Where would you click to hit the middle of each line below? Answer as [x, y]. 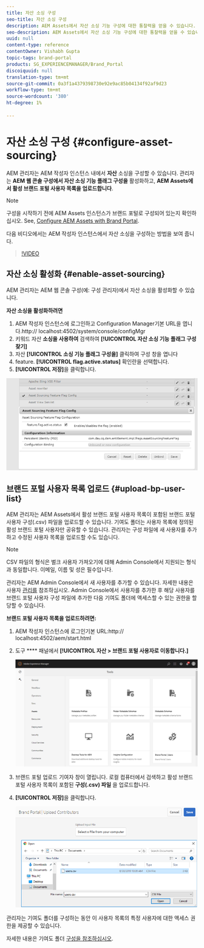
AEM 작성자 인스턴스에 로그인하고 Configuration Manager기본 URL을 [98, 324]
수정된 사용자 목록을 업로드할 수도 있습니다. [69, 537]
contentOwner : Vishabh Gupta [43, 52]
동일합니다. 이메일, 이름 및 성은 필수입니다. [63, 569]
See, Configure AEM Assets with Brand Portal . [82, 221]
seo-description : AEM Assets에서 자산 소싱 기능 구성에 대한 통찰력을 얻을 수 [96, 32]
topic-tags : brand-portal [39, 58]
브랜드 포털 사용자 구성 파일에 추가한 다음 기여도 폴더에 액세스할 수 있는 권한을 [99, 598]
